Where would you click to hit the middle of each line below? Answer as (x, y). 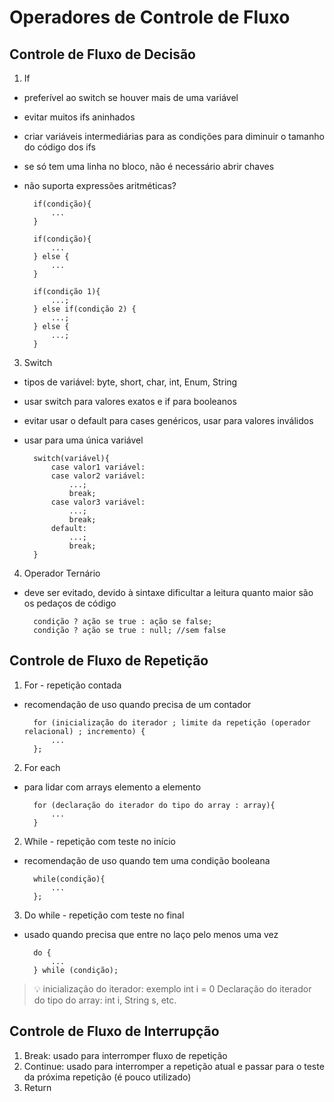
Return (37, 1087)
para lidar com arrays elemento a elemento (112, 787)
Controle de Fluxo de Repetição (109, 661)
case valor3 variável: (98, 502)
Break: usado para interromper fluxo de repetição (125, 1055)
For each (42, 767)
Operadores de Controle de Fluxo (150, 17)
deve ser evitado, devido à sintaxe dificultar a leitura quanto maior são (168, 592)
